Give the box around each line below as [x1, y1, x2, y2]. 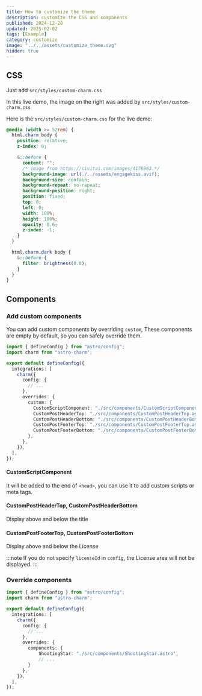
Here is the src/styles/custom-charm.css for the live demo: [6, 115, 152, 122]
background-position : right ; [22, 188, 96, 194]
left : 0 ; [22, 204, 44, 211]
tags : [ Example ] [6, 31, 47, 37]
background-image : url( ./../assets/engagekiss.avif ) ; [22, 171, 161, 177]
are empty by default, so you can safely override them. [6, 332, 142, 339]
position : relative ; [17, 138, 69, 144]
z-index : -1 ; [22, 227, 55, 233]
